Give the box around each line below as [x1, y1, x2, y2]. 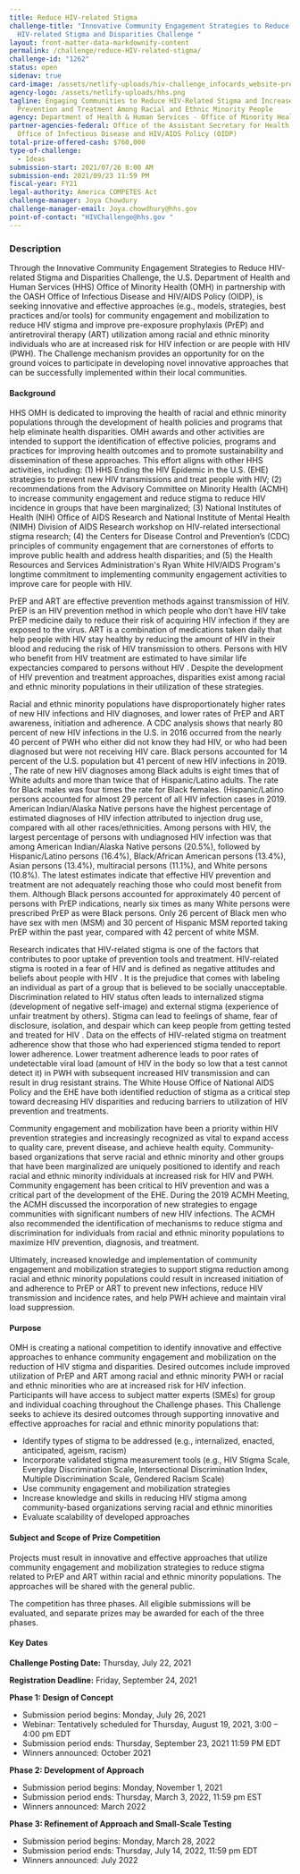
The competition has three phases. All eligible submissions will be [9, 1598, 252, 1608]
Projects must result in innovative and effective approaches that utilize [9, 1552, 268, 1563]
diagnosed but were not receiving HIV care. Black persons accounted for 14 [9, 746, 288, 757]
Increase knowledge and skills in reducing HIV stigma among [21, 1493, 247, 1504]
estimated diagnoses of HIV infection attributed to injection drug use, [9, 813, 263, 824]
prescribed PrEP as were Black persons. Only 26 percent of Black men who [9, 908, 287, 919]
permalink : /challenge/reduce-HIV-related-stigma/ [9, 47, 202, 55]
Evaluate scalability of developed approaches [21, 1512, 190, 1522]
